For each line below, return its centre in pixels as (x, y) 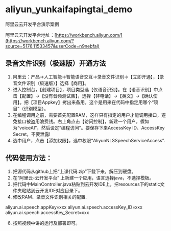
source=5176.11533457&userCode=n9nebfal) (52, 46)
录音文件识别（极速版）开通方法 (56, 63)
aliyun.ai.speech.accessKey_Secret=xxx (47, 212)
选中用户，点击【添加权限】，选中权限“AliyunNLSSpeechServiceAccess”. (89, 140)
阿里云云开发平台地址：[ (31, 35)
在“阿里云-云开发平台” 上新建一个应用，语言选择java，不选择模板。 (83, 177)
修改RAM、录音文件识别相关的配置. (50, 197)
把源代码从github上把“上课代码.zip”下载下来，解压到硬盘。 (74, 171)
